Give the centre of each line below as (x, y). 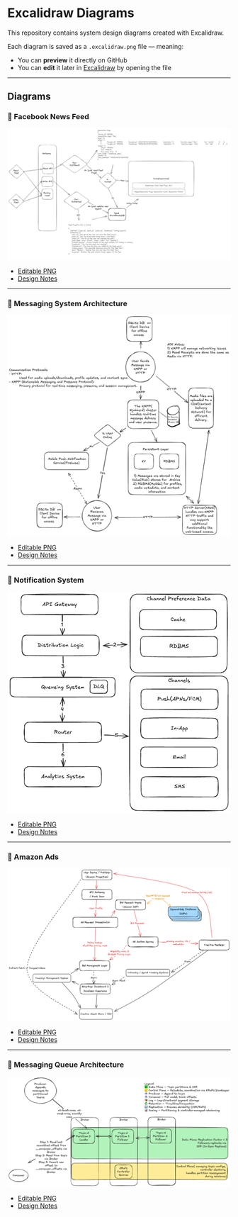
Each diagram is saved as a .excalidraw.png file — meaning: (96, 46)
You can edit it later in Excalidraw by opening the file (95, 67)
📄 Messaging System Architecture (67, 303)
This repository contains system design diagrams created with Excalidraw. (116, 33)
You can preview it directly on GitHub (72, 60)
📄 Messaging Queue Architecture (66, 1065)
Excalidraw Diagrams (71, 13)
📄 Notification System (46, 580)
